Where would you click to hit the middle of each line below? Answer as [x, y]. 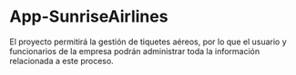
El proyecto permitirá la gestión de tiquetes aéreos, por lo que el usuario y [148, 42]
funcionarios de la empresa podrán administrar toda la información [135, 51]
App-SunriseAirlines [89, 17]
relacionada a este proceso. [61, 61]
